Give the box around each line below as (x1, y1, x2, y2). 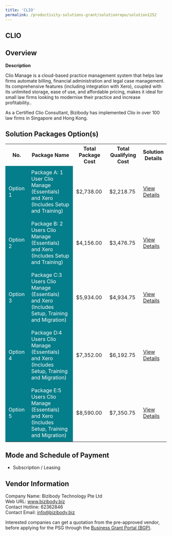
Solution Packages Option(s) (5, 130, 99, 138)
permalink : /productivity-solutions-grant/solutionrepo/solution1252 (5, 12, 157, 17)
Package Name (31, 151, 70, 158)
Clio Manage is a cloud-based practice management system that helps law (5, 72, 163, 78)
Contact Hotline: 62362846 (5, 504, 63, 510)
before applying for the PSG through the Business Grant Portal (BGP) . (5, 525, 152, 531)
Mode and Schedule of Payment (5, 451, 110, 460)
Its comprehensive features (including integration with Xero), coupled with (5, 83, 162, 89)
